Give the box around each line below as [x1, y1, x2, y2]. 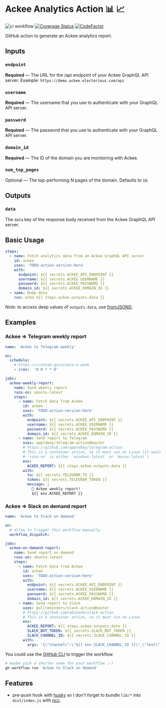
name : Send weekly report [14, 385, 68, 390]
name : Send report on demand [14, 550, 74, 555]
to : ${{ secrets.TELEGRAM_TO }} [27, 472, 94, 477]
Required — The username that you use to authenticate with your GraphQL [5, 99, 158, 105]
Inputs [5, 47, 26, 55]
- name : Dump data [9, 290, 48, 295]
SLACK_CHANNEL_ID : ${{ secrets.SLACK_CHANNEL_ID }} [27, 633, 136, 638]
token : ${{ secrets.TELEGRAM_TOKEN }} [27, 477, 107, 482]
